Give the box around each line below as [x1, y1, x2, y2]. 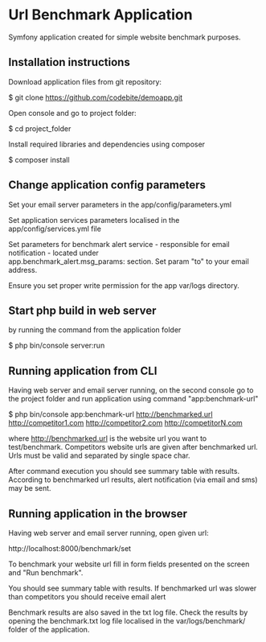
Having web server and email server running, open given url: [8, 529, 209, 537]
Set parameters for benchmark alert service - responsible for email [8, 239, 231, 249]
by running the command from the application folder [8, 325, 182, 335]
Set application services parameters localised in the [8, 215, 180, 224]
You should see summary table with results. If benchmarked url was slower [8, 583, 257, 593]
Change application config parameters [8, 179, 207, 192]
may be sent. [8, 484, 51, 493]
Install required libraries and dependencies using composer [8, 139, 206, 149]
